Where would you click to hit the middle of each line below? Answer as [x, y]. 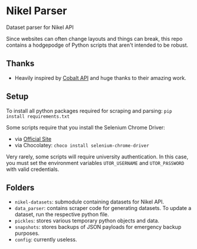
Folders [20, 187]
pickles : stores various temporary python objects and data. [87, 221]
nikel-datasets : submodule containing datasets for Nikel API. [89, 202]
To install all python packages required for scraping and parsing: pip [89, 111]
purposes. [27, 233]
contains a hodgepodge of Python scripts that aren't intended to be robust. [97, 45]
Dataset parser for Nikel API [40, 27]
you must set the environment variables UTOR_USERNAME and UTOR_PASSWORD [95, 163]
